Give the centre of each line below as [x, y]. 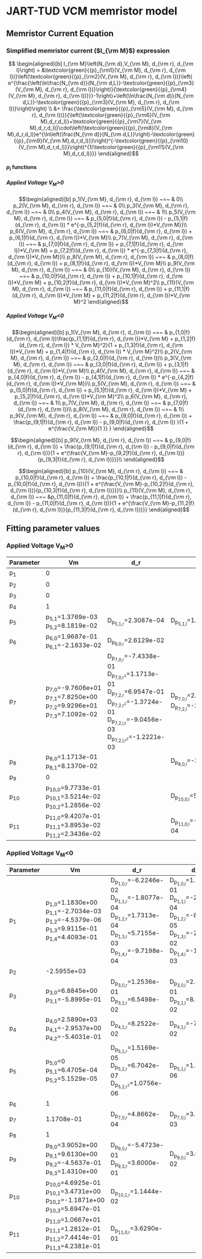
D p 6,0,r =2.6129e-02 [136, 641]
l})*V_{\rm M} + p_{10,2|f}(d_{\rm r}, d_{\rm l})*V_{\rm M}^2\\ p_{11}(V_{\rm [101, 282]
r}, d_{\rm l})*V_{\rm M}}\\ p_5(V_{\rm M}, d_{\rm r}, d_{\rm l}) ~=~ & [111, 383]
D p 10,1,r [120, 1193]
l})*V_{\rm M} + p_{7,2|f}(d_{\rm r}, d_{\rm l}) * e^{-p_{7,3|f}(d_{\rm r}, [101, 250]
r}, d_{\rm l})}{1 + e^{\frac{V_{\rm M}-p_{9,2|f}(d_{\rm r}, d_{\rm [96, 453]
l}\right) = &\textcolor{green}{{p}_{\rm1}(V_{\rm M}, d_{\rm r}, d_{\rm [101, 70]
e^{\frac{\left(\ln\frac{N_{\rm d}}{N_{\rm [58, 83]
